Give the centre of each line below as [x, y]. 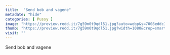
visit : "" [16, 33]
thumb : [12, 28]
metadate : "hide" [24, 14]
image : [12, 24]
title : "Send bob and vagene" [38, 10]
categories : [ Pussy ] [29, 19]
